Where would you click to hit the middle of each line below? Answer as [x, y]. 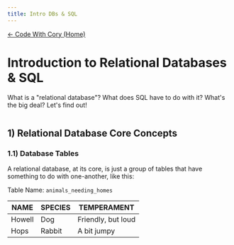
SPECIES [56, 207]
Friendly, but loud [107, 220]
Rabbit [51, 231]
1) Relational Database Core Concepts [93, 133]
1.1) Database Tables [43, 153]
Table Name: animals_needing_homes [60, 190]
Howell [22, 220]
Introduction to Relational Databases [117, 63]
